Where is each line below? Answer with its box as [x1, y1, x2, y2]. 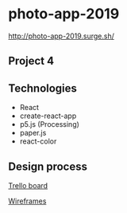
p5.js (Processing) [19, 120, 79, 129]
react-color [19, 136, 57, 146]
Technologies [8, 81, 78, 95]
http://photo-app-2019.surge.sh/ [8, 31, 115, 41]
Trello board [8, 180, 48, 190]
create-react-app [19, 111, 77, 120]
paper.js [19, 128, 47, 138]
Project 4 [8, 54, 54, 68]
